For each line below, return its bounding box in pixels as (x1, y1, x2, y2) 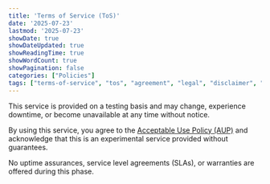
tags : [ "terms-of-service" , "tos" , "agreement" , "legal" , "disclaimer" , (8, 79, 257, 87)
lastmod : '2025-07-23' (8, 27, 84, 35)
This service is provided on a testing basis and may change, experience (8, 101, 247, 111)
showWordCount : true (8, 57, 78, 65)
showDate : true (8, 34, 59, 43)
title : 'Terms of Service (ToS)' (8, 11, 121, 20)
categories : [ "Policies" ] (8, 72, 95, 80)
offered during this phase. (8, 166, 94, 176)
